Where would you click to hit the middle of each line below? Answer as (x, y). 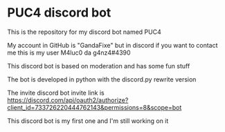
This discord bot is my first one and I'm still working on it (88, 121)
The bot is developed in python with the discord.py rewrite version (102, 79)
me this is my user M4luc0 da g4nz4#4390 (69, 53)
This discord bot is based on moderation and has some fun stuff (99, 66)
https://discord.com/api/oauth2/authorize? (68, 100)
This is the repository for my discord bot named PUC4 (84, 32)
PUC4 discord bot (59, 13)
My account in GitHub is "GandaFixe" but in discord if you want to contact (112, 45)
